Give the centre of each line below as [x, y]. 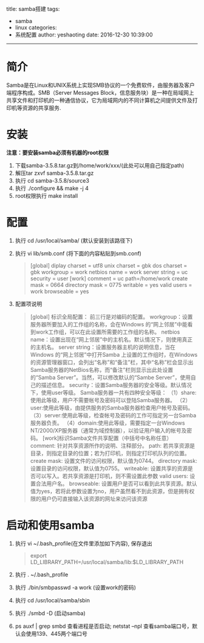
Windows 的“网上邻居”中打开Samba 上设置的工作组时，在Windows [114, 354]
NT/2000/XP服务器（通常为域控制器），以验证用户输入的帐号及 [108, 430]
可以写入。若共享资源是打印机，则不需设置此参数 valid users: [112, 476]
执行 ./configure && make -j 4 [52, 188]
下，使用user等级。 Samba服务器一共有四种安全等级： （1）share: [113, 392]
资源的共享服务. [42, 107]
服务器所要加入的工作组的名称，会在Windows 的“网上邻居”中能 [109, 324]
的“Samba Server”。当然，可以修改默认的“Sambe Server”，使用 [110, 377]
